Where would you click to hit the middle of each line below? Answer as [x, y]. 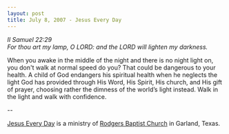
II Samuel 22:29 [30, 39]
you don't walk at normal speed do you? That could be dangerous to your [111, 67]
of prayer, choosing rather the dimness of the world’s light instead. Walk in [113, 89]
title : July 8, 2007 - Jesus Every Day [64, 20]
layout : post [26, 13]
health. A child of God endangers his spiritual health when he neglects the [112, 75]
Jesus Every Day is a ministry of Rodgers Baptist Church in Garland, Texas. [114, 123]
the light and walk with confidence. [57, 96]
